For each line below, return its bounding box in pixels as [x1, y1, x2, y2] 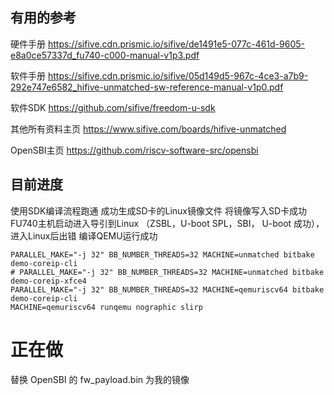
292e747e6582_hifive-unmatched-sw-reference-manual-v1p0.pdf [10, 81, 284, 93]
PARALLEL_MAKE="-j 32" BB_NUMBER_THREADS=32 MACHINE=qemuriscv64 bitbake [10, 284, 325, 295]
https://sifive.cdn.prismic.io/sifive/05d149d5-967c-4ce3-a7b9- [47, 69, 309, 82]
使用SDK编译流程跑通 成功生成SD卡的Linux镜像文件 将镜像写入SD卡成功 [10, 204, 308, 217]
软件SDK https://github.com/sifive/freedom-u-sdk [10, 101, 216, 113]
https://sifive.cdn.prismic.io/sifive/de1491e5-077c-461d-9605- [47, 38, 305, 50]
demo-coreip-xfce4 [10, 276, 87, 286]
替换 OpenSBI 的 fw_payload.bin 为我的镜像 [10, 373, 190, 385]
